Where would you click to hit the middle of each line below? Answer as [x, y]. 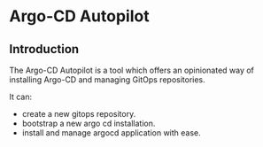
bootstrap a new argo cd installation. [89, 123]
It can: [21, 97]
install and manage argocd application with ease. [111, 133]
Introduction [44, 49]
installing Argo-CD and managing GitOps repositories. [107, 80]
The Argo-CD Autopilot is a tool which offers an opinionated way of [132, 70]
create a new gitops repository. [79, 114]
